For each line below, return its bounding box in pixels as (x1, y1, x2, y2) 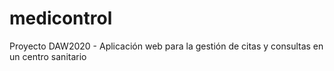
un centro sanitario (9, 50, 87, 62)
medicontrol (9, 7, 113, 30)
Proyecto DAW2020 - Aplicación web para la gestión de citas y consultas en (9, 40, 324, 52)
